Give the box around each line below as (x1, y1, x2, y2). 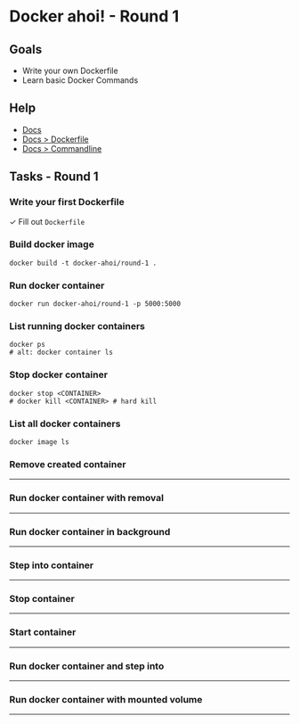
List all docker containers (9, 417, 121, 430)
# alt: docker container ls (9, 348, 114, 358)
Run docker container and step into (9, 660, 165, 672)
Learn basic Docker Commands (21, 75, 139, 86)
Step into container (9, 559, 94, 572)
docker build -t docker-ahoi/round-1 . (9, 259, 158, 267)
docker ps (9, 341, 46, 350)
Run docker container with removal (9, 492, 165, 505)
